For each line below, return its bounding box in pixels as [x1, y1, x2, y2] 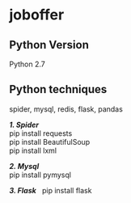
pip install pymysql [9, 170, 72, 180]
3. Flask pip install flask [9, 185, 92, 195]
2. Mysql [9, 161, 40, 171]
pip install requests [9, 128, 73, 138]
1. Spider [9, 120, 40, 129]
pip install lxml [9, 146, 57, 155]
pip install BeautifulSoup [9, 137, 91, 146]
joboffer [9, 6, 65, 24]
